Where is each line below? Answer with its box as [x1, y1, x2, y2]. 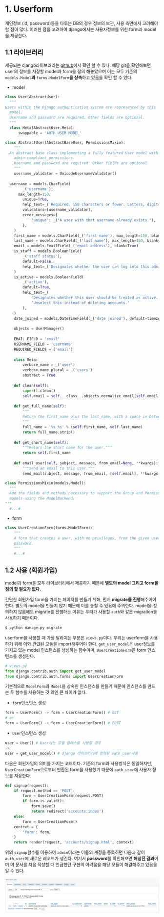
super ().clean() [22, 388, 56, 393]
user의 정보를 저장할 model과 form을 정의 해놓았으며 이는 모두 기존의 [5, 68, 138, 74]
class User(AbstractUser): [5, 94, 60, 99]
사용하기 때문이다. [5, 614, 40, 621]
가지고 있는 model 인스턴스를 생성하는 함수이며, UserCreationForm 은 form [5, 647, 146, 653]
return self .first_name [22, 450, 71, 456]
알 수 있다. [5, 868, 25, 874]
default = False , [22, 259, 54, 264]
